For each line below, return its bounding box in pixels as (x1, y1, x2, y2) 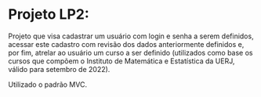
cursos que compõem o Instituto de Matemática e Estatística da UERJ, (8, 56, 235, 66)
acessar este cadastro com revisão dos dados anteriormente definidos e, (8, 39, 245, 48)
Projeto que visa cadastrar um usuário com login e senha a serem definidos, (8, 31, 254, 41)
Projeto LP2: (8, 5, 90, 23)
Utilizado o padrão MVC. (8, 80, 88, 89)
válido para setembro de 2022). (8, 64, 111, 74)
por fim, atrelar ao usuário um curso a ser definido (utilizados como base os (8, 48, 253, 57)
